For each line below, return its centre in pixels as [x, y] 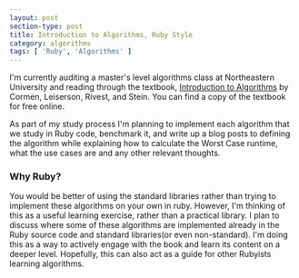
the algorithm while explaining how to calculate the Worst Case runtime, [144, 144]
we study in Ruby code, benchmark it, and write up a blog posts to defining [150, 134]
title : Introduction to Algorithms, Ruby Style [101, 35]
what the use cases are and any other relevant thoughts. [115, 153]
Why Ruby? [35, 176]
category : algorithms [50, 43]
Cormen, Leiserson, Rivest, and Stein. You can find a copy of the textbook [148, 97]
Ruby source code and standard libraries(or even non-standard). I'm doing [149, 235]
